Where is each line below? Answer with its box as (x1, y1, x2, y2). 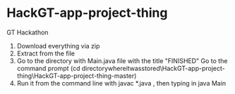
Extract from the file (16, 49, 76, 58)
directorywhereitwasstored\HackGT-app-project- (81, 64, 225, 72)
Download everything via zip (16, 41, 100, 50)
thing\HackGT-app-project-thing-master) (16, 72, 137, 80)
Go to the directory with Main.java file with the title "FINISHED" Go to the (16, 56, 228, 65)
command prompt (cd (16, 64, 80, 72)
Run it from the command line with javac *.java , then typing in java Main (16, 79, 227, 87)
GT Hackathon (6, 28, 49, 36)
